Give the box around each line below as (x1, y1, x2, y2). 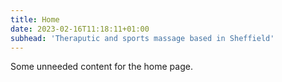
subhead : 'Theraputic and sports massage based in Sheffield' (10, 33, 275, 43)
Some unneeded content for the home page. (10, 61, 193, 73)
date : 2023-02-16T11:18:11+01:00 (10, 24, 150, 34)
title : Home (10, 14, 60, 25)
